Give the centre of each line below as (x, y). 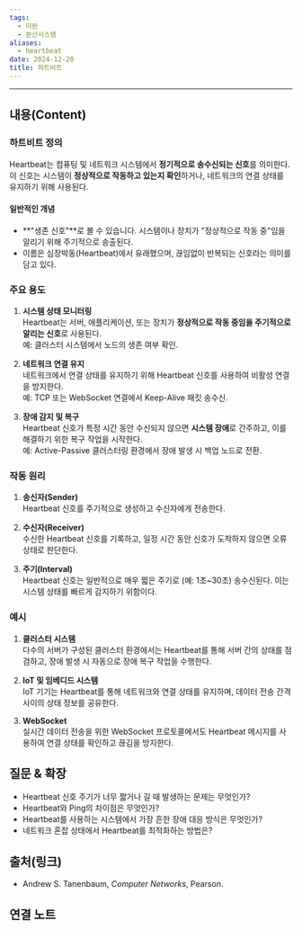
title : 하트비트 (36, 68)
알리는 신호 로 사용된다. (62, 334)
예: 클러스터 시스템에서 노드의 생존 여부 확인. (100, 345)
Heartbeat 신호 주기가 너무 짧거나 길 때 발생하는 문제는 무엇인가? (136, 797)
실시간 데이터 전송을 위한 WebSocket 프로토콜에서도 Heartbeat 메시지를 (149, 731)
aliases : (26, 43)
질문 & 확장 (38, 774)
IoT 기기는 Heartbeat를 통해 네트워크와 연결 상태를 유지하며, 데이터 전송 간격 (157, 691)
